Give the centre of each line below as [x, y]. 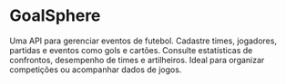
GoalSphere [55, 16]
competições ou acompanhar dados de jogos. [96, 70]
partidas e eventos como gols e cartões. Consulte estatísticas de [131, 50]
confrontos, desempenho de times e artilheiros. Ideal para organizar [137, 60]
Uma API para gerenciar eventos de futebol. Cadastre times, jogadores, [143, 41]
